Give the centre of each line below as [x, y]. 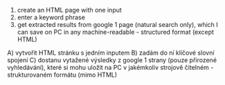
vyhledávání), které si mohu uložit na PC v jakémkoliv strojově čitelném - [110, 67]
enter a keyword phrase [51, 17]
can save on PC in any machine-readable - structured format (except [116, 32]
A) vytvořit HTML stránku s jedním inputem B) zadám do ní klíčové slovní [111, 53]
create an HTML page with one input [70, 10]
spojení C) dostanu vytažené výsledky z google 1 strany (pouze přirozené [112, 60]
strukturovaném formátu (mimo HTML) [62, 75]
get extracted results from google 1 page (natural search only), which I [117, 25]
